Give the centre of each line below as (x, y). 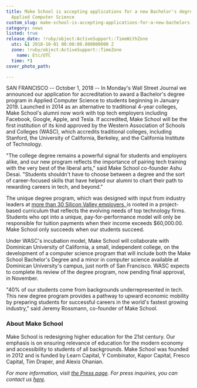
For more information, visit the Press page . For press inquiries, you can (92, 373)
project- (169, 205)
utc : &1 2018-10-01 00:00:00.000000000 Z (63, 45)
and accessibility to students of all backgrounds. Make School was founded (97, 349)
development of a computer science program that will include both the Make (98, 253)
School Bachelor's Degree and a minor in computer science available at (92, 260)
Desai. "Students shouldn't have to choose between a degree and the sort (96, 175)
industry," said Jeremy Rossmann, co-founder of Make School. (82, 309)
